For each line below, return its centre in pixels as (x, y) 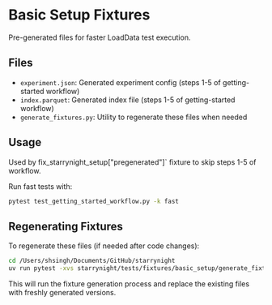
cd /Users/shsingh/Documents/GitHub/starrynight (92, 261)
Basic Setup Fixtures (79, 15)
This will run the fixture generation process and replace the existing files (129, 284)
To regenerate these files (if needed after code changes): (104, 246)
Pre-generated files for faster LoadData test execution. (100, 37)
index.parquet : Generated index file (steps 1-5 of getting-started (127, 100)
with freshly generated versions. (62, 292)
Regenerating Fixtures (66, 226)
